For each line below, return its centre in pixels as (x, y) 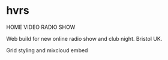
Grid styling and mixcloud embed (47, 50)
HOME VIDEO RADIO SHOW (41, 27)
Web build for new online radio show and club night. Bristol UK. (84, 38)
